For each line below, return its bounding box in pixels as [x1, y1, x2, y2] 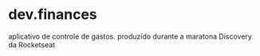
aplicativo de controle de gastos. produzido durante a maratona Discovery [8, 32, 253, 41]
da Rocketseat [8, 39, 56, 49]
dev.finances [8, 6, 97, 24]
